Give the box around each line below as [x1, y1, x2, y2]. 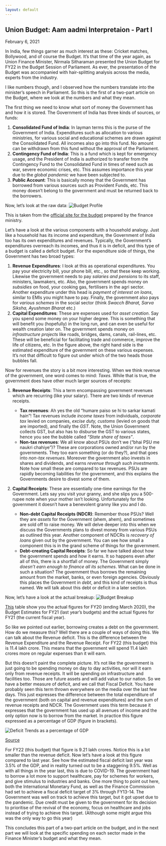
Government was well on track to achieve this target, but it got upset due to [5, 794, 159, 800]
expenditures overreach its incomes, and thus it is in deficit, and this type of [5, 243, 160, 249]
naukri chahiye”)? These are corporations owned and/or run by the [19, 445, 156, 451]
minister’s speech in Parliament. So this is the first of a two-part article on [5, 90, 155, 96]
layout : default [5, 7, 39, 12]
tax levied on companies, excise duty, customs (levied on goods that [19, 418, 160, 424]
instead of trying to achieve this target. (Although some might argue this [5, 810, 152, 816]
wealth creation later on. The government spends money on [12, 326, 134, 332]
